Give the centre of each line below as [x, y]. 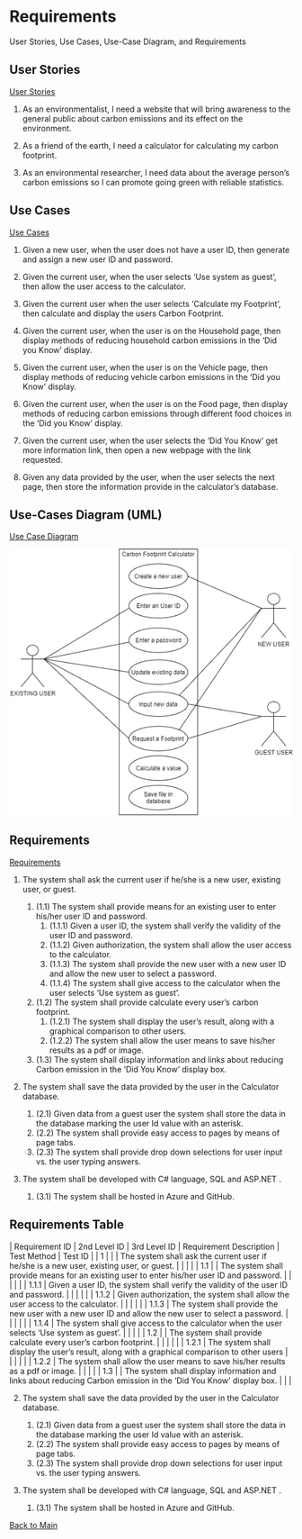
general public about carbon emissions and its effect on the [133, 118]
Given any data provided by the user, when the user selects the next [149, 477]
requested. [42, 459]
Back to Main [34, 1525]
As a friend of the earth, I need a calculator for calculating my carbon [150, 145]
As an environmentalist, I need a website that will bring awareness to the [156, 109]
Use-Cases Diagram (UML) [86, 515]
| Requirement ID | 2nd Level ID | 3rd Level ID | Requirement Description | [145, 1246]
